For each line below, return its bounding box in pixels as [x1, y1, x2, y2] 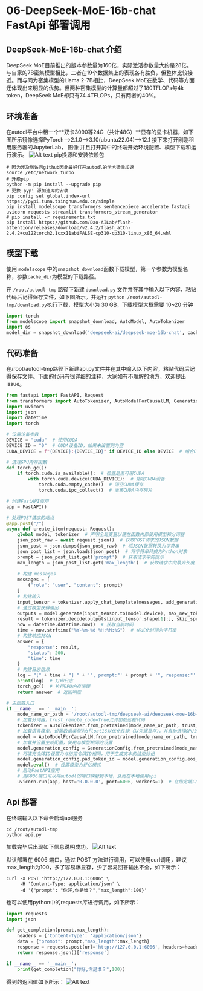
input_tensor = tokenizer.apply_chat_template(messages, [17, 599, 164, 605]
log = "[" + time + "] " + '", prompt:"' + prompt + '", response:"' [17, 672, 196, 678]
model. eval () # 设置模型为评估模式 [17, 762, 101, 768]
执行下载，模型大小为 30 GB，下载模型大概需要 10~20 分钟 [47, 301, 193, 308]
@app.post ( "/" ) [6, 520, 45, 526]
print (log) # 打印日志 [17, 678, 74, 684]
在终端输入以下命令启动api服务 [6, 814, 83, 822]
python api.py [6, 831, 42, 838]
